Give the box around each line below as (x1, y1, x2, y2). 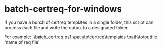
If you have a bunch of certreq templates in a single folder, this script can (4, 19, 154, 25)
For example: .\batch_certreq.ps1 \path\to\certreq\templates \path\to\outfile (4, 34, 158, 40)
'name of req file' (4, 39, 40, 45)
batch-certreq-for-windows (4, 3, 122, 15)
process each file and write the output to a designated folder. (4, 24, 129, 30)
